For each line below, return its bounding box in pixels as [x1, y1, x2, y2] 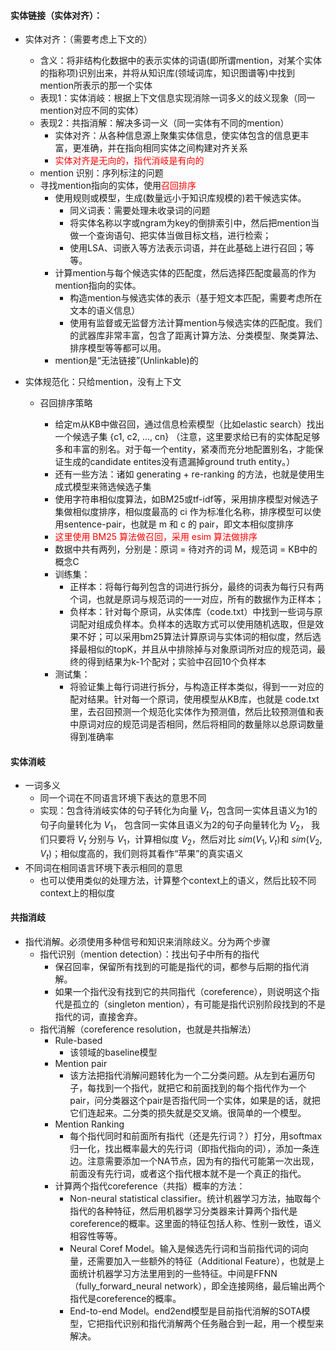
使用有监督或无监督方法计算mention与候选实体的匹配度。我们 [69, 317, 323, 329]
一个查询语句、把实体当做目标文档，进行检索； [78, 230, 272, 242]
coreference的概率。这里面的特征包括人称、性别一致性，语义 [69, 1217, 322, 1229]
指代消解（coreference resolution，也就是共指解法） [39, 1023, 257, 1035]
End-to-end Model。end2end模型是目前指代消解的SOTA [69, 1305, 302, 1317]
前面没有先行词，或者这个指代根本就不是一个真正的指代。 [69, 1167, 307, 1179]
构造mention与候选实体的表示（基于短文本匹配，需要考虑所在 [69, 292, 323, 304]
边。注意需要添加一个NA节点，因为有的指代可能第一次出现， [69, 1155, 320, 1167]
